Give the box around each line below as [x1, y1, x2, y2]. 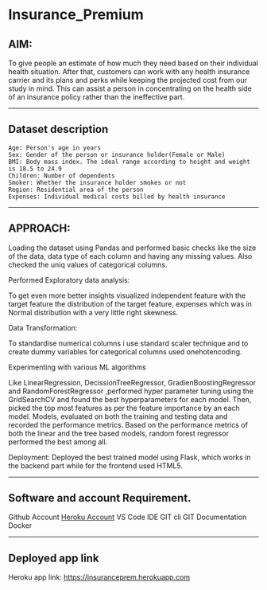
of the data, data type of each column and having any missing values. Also [8, 251, 253, 260]
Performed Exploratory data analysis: [8, 275, 130, 284]
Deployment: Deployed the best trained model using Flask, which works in [8, 452, 251, 462]
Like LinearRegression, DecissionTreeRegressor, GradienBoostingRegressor [8, 377, 257, 387]
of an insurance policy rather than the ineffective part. [8, 92, 185, 101]
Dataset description [8, 123, 109, 136]
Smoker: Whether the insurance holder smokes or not [8, 178, 187, 186]
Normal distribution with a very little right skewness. [8, 307, 179, 317]
